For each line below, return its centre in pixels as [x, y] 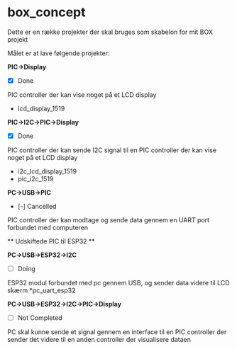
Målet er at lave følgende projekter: [59, 53]
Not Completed [40, 318]
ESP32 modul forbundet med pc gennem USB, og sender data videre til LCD [118, 283]
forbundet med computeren [48, 228]
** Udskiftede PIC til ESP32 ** [51, 241]
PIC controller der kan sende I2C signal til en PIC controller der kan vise [112, 150]
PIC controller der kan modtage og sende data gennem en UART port [109, 220]
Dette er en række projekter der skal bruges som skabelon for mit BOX [110, 32]
